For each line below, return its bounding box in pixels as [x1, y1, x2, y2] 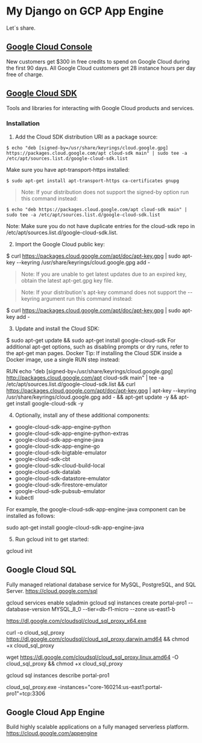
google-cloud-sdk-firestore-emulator [14, 481, 107, 488]
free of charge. [6, 71, 43, 78]
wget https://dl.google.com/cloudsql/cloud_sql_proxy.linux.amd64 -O [6, 653, 179, 661]
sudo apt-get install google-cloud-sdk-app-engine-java [6, 523, 145, 531]
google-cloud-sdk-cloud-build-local [14, 462, 106, 469]
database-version [6, 605, 50, 612]
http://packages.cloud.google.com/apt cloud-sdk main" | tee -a [6, 374, 164, 381]
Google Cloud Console [6, 42, 92, 52]
